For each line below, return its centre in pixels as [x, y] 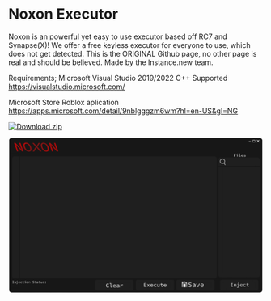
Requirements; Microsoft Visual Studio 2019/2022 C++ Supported [118, 78]
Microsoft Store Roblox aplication [64, 102]
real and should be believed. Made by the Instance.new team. [111, 62]
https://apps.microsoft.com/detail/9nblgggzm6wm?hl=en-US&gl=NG [123, 111]
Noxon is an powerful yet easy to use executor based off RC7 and [118, 36]
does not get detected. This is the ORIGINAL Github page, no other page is [133, 53]
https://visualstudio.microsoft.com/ [67, 87]
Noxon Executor [64, 14]
